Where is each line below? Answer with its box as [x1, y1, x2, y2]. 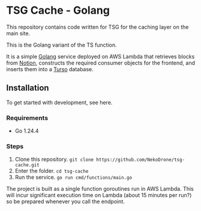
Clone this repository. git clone [14, 156, 94, 163]
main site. [6, 29, 31, 36]
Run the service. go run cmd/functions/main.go [14, 174, 133, 181]
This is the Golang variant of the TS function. [6, 41, 117, 48]
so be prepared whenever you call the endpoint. [6, 198, 125, 205]
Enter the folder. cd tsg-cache [14, 167, 89, 175]
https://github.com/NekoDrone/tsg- [95, 157, 185, 163]
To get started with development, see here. [6, 99, 113, 106]
